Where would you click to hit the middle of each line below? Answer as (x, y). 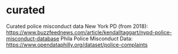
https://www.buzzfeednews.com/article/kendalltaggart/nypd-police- (89, 32)
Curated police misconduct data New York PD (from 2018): (77, 26)
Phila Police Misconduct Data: (97, 38)
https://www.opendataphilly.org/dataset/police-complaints (77, 45)
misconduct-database (33, 38)
